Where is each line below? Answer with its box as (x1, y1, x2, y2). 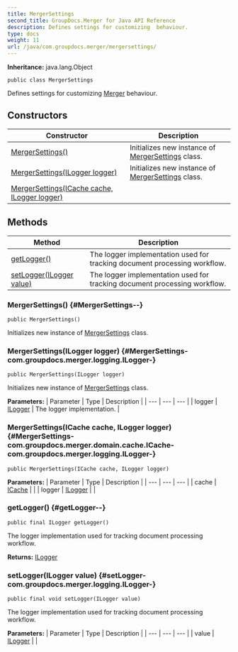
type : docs (7, 30, 40, 38)
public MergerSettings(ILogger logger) (7, 371, 125, 378)
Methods (7, 216, 48, 228)
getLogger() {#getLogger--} (7, 503, 106, 513)
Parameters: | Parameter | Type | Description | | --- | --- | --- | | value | (7, 629, 215, 638)
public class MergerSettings (7, 77, 93, 84)
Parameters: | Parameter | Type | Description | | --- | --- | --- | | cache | (7, 477, 217, 486)
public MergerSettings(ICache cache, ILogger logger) (7, 465, 170, 473)
